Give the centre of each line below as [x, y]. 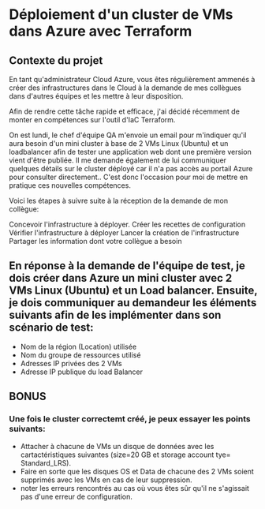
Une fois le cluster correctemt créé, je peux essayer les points [130, 419]
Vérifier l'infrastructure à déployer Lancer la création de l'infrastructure [124, 233]
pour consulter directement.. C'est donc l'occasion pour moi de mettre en [129, 177]
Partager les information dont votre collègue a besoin [95, 241]
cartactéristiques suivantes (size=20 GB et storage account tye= [125, 455]
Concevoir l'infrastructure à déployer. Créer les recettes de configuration [127, 224]
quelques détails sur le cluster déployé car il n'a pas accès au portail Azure [131, 168]
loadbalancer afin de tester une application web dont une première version [130, 152]
